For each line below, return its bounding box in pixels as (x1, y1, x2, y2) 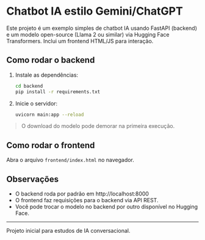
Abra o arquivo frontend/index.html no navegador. (6, 157, 134, 164)
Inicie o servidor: (15, 99, 58, 107)
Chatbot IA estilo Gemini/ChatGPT (6, 4, 183, 18)
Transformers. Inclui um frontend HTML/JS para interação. (6, 37, 154, 44)
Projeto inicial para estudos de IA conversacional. (6, 227, 131, 234)
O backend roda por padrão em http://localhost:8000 (15, 190, 149, 197)
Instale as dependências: (15, 71, 78, 79)
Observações (6, 174, 59, 184)
